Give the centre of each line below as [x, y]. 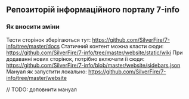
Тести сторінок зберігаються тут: [49, 40]
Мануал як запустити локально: [47, 72]
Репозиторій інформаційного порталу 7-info [93, 10]
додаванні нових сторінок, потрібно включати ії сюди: [75, 58]
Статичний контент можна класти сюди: [112, 46]
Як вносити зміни [33, 27]
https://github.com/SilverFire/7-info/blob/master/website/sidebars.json [93, 65]
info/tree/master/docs [33, 46]
